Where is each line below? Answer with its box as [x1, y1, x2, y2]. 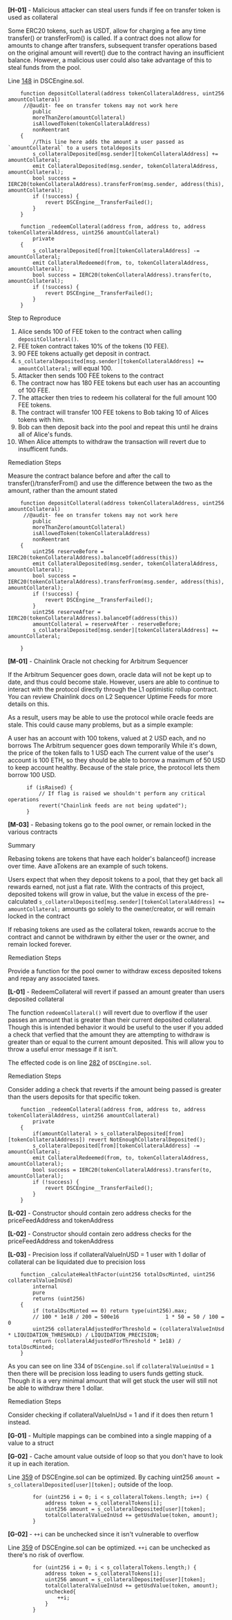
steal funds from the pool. [8, 64, 81, 71]
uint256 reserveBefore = [32, 548, 104, 555]
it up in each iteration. [8, 1460, 70, 1468]
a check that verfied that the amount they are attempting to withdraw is [8, 1030, 210, 1039]
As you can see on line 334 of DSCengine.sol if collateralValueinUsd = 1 [8, 1362, 215, 1370]
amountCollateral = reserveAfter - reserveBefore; [32, 621, 182, 628]
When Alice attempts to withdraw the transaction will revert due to [17, 438, 206, 445]
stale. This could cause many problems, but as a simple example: [8, 720, 193, 729]
